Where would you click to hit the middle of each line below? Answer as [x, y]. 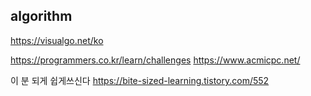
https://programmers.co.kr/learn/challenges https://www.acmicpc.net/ [155, 60]
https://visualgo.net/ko [57, 40]
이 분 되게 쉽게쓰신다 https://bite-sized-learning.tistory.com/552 [140, 80]
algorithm [41, 16]
